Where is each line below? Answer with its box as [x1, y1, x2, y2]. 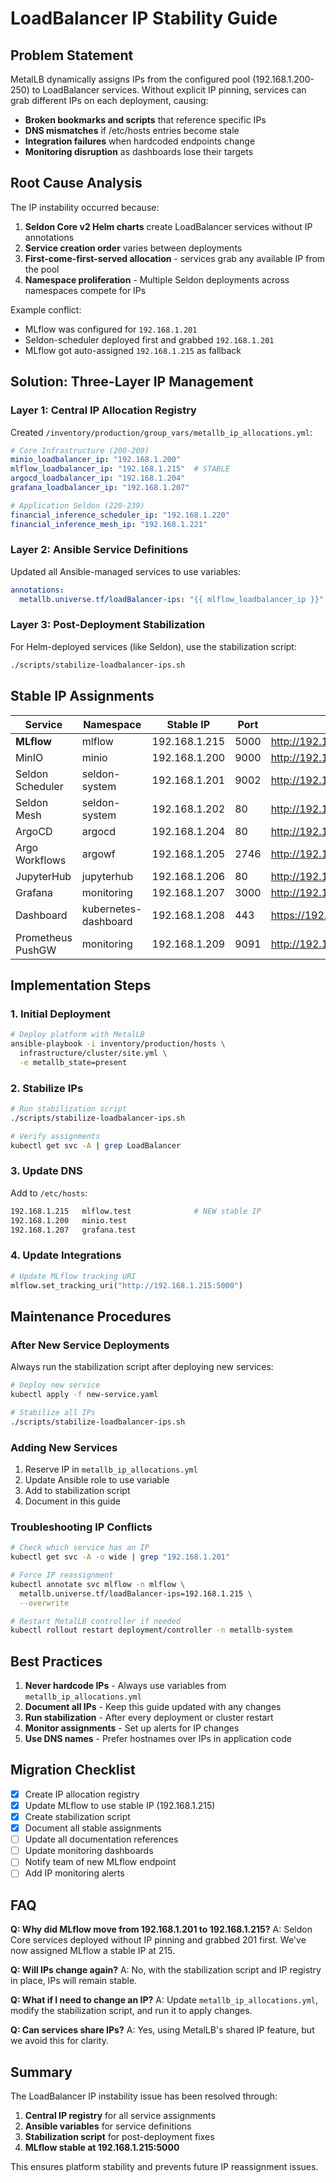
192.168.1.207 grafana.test [10, 1225, 137, 1235]
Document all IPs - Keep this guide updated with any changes [24, 1701, 282, 1713]
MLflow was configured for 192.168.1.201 [24, 323, 198, 335]
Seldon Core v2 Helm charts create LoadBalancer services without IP [24, 220, 313, 232]
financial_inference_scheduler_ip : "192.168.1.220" [10, 510, 230, 520]
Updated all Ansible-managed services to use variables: [10, 565, 242, 577]
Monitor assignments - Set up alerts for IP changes [24, 1722, 240, 1734]
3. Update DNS [10, 1164, 83, 1178]
